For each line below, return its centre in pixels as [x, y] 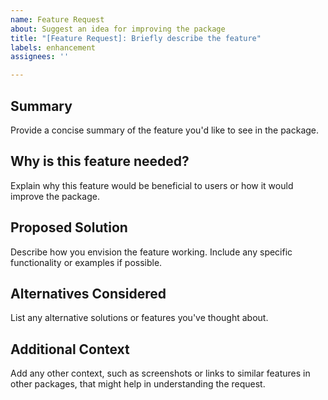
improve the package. [55, 196]
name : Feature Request [57, 19]
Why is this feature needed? [100, 161]
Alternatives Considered [88, 293]
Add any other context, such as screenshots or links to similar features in [160, 373]
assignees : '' [40, 57]
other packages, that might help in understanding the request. [138, 384]
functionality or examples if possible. [86, 262]
